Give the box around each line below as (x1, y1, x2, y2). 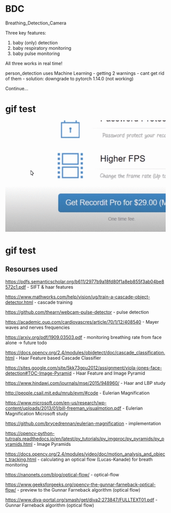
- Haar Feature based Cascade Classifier (15, 355, 101, 361)
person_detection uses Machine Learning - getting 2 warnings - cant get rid (5, 70, 164, 76)
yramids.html (5, 441, 33, 447)
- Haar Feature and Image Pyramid (73, 370, 145, 376)
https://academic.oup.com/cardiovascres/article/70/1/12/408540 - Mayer (5, 319, 159, 325)
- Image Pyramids (34, 441, 71, 447)
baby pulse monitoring (12, 50, 60, 56)
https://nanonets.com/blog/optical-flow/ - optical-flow (5, 471, 120, 477)
